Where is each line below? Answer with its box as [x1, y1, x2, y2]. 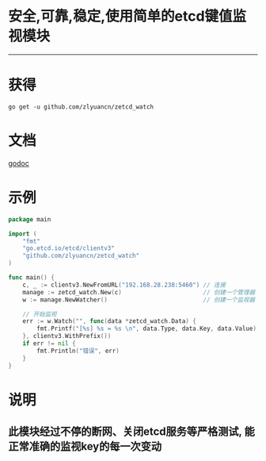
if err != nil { [22, 340, 77, 348]
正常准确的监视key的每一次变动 [8, 440, 162, 453]
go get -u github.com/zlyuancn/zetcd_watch [8, 102, 154, 111]
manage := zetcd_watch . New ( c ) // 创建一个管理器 [22, 288, 256, 296]
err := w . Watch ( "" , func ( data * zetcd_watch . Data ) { [22, 317, 196, 325]
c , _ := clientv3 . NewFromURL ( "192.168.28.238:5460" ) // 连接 [22, 281, 226, 289]
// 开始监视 [22, 310, 57, 318]
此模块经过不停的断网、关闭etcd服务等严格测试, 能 [8, 425, 255, 439]
